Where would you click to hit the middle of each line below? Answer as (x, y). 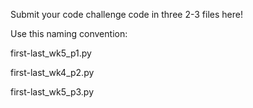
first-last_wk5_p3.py (52, 92)
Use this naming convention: (69, 33)
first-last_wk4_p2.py (52, 72)
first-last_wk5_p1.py (51, 53)
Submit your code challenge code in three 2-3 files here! (126, 14)
